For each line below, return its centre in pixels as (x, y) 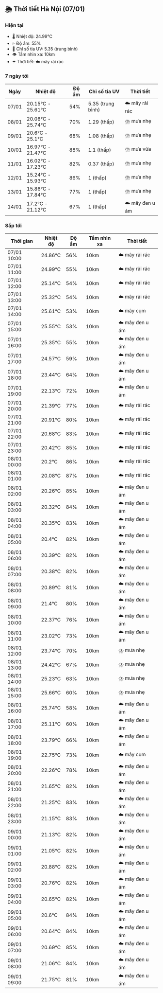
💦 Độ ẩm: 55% (26, 43)
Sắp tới (13, 225)
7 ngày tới (17, 76)
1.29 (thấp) (101, 122)
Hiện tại (14, 25)
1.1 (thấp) (100, 150)
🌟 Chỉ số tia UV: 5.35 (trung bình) (45, 49)
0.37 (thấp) (101, 164)
